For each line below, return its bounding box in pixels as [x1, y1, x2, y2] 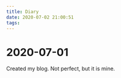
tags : [6, 20, 20, 26]
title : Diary [6, 8, 39, 15]
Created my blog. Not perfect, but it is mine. [6, 65, 116, 72]
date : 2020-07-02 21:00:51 [6, 14, 74, 20]
